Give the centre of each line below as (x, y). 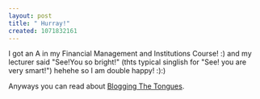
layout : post (30, 16)
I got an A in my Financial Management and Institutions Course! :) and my (130, 54)
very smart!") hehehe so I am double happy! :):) (87, 71)
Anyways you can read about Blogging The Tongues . (96, 86)
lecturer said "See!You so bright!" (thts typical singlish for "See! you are (128, 62)
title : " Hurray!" (39, 23)
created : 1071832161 (43, 31)
